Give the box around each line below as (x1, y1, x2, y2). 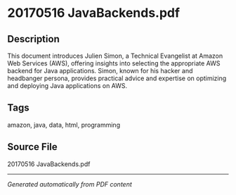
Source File (7, 141, 58, 153)
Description (7, 33, 60, 45)
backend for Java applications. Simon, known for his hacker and (7, 67, 193, 75)
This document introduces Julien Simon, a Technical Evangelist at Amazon (7, 51, 223, 60)
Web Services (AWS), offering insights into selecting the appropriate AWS (7, 59, 221, 68)
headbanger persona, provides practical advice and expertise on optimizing (7, 74, 227, 82)
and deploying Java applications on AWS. (7, 82, 128, 89)
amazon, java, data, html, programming (7, 120, 121, 129)
